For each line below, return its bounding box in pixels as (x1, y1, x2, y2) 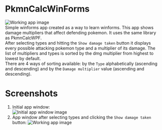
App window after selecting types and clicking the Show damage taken (12, 114, 151, 120)
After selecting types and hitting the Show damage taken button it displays (5, 40, 151, 46)
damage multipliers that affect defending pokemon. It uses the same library (5, 30, 156, 35)
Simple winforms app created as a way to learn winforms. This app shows (5, 24, 154, 30)
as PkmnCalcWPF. (5, 35, 42, 41)
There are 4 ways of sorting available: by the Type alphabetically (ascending (5, 61, 158, 66)
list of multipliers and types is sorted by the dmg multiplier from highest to (5, 50, 154, 56)
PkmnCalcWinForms (5, 3, 90, 15)
